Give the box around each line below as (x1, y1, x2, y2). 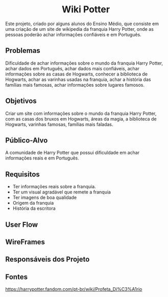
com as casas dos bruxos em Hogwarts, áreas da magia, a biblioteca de (5, 115, 157, 122)
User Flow (5, 220, 38, 229)
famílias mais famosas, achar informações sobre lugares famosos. (5, 82, 145, 88)
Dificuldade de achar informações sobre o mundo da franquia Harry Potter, (5, 60, 163, 66)
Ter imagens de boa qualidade (12, 194, 77, 201)
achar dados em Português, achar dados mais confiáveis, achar (5, 65, 139, 71)
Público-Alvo (5, 136, 48, 145)
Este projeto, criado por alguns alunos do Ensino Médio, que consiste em (5, 21, 159, 27)
